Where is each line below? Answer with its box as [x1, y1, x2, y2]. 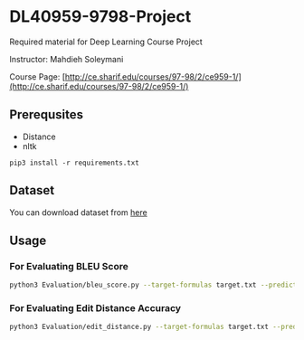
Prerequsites [9, 107, 84, 123]
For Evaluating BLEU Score [9, 260, 128, 272]
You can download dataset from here [9, 206, 147, 218]
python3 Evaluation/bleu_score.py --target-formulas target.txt [9, 280, 257, 290]
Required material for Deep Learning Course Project [9, 36, 204, 47]
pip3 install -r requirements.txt [9, 158, 140, 167]
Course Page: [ [9, 71, 66, 82]
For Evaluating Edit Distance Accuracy [9, 302, 182, 315]
